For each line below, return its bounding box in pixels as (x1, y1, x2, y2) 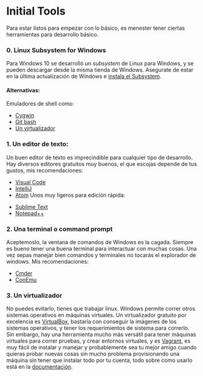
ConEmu (15, 276, 37, 284)
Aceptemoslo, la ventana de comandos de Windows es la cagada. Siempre (6, 239, 194, 246)
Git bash (15, 118, 36, 126)
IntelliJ (15, 185, 32, 192)
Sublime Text (15, 203, 49, 210)
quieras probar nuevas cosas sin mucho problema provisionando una (6, 350, 180, 358)
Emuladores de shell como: (6, 100, 75, 108)
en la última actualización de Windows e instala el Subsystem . (6, 73, 162, 80)
